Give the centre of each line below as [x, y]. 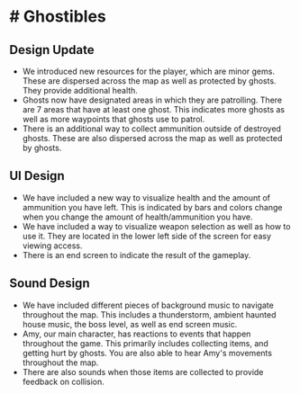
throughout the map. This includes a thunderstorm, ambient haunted [149, 314]
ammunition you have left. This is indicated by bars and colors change [152, 207]
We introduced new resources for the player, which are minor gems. [148, 71]
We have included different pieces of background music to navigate [148, 305]
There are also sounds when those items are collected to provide [143, 372]
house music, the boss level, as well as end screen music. [130, 324]
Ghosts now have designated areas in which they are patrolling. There [152, 100]
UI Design [37, 176]
